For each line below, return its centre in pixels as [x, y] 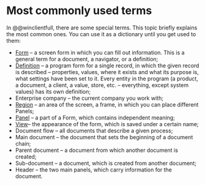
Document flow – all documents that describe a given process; [94, 130]
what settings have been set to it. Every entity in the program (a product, [107, 78]
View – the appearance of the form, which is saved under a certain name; [107, 124]
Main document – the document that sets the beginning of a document [104, 137]
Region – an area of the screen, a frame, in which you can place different [107, 104]
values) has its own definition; [53, 91]
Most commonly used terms [79, 11]
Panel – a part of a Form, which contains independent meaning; [95, 118]
